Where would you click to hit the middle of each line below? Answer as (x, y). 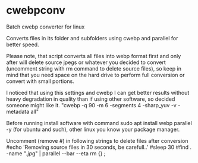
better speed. (23, 44)
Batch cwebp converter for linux (45, 27)
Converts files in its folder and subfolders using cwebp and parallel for (92, 38)
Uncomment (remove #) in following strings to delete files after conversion (97, 140)
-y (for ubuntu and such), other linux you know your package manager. (93, 129)
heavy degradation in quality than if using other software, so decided (91, 99)
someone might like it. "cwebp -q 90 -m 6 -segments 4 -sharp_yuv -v (91, 105)
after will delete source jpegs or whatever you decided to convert (86, 62)
